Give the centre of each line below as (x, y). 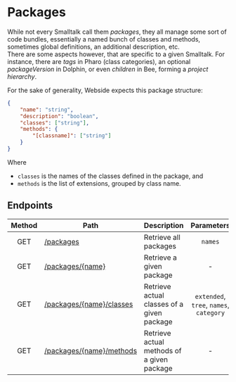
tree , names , (210, 305)
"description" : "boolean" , (59, 116)
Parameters (210, 225)
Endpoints (30, 206)
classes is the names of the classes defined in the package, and (110, 176)
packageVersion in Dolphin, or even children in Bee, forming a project (108, 69)
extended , (210, 296)
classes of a (164, 304)
